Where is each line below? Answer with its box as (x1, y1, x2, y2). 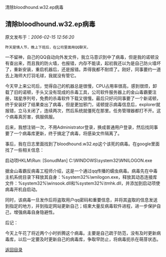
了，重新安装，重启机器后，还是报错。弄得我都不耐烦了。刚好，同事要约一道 (5, 66, 161, 72)
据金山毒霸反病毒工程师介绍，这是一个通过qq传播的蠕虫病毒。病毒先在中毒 (5, 168, 158, 174)
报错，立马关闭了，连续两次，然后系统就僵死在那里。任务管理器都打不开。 (5, 107, 157, 113)
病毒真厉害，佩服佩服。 (9, 114, 57, 120)
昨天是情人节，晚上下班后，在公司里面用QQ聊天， (5, 45, 90, 50)
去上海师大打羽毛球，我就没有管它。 (5, 72, 79, 78)
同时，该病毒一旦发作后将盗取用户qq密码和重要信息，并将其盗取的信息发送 (5, 196, 158, 203)
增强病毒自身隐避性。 (13, 209, 57, 215)
